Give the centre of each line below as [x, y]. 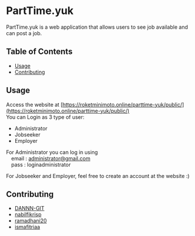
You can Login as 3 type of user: [45, 117]
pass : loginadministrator [41, 165]
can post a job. [24, 33]
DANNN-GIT [30, 208]
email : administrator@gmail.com [51, 158]
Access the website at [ [35, 104]
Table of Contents [40, 52]
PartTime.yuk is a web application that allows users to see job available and [97, 27]
